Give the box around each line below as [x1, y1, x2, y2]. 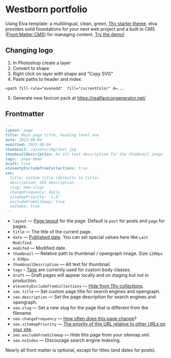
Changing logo [5, 46, 53, 55]
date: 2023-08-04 [5, 137, 42, 142]
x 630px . [12, 256, 31, 262]
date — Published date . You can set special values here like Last [12, 234, 149, 241]
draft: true [5, 161, 31, 166]
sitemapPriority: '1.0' [10, 194, 60, 200]
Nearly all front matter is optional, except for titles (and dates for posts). [5, 347, 156, 353]
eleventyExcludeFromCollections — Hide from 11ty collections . [12, 283, 144, 289]
